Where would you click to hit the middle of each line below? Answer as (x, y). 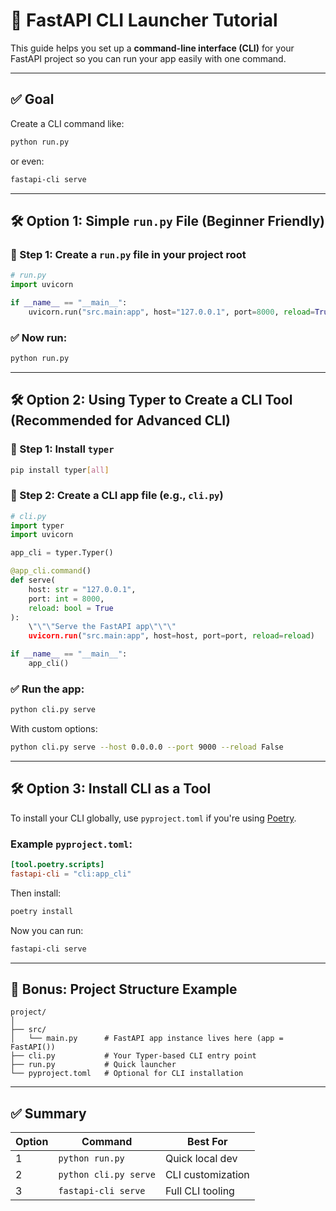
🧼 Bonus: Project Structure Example (124, 989)
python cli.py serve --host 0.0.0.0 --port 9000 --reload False (147, 747)
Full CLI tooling (199, 1191)
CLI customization (207, 1175)
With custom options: (54, 729)
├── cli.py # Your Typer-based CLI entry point (133, 1056)
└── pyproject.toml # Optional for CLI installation (127, 1074)
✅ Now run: (39, 337)
